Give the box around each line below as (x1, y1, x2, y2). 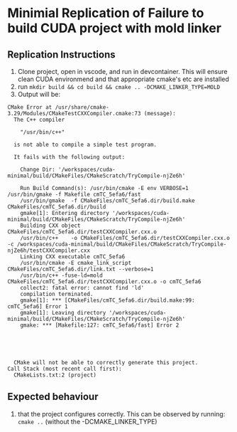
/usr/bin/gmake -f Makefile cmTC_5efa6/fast (7, 191, 141, 198)
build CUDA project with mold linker (7, 20, 222, 36)
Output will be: (17, 90, 61, 98)
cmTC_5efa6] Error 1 (7, 303, 69, 310)
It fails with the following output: (13, 154, 126, 161)
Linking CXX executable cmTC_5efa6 (20, 253, 126, 260)
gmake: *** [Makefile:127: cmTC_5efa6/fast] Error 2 (20, 322, 180, 329)
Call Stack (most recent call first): (7, 365, 122, 372)
